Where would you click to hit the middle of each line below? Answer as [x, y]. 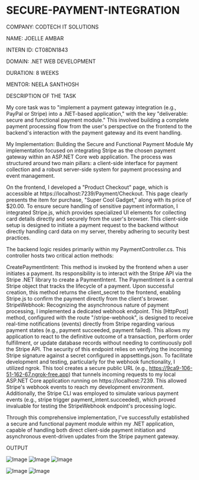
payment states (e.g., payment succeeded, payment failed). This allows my [98, 330]
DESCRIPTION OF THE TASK [41, 96]
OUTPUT [17, 448]
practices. [18, 238]
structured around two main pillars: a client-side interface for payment [92, 163]
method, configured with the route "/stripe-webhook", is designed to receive [100, 317]
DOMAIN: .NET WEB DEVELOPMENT [51, 61]
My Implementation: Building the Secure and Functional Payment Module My [100, 144]
